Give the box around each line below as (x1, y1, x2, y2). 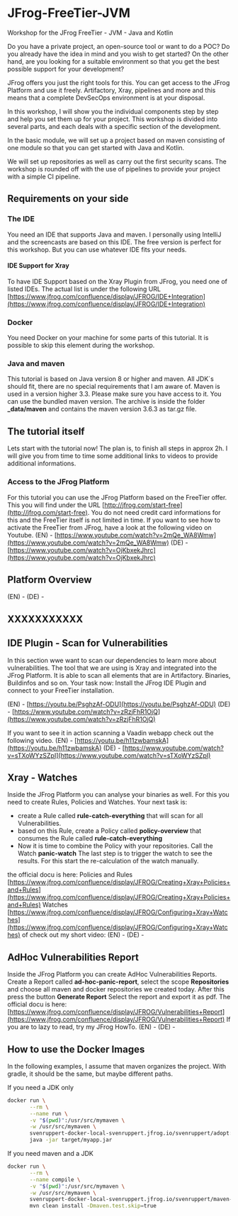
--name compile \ (29, 1176, 81, 1183)
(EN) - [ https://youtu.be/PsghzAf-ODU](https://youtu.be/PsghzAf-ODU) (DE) (7, 700, 231, 708)
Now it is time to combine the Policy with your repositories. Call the (17, 841, 214, 851)
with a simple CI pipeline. (7, 172, 81, 181)
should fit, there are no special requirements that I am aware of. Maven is (7, 382, 221, 391)
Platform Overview (7, 574, 92, 586)
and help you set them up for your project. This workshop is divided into (7, 115, 218, 123)
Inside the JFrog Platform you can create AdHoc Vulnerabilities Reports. (7, 970, 217, 979)
